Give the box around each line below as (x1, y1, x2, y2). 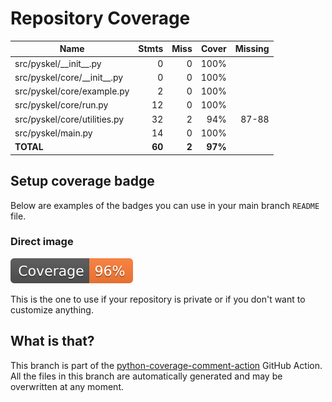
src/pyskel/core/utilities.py (14, 113, 125, 125)
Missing (234, 43, 270, 55)
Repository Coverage (10, 7, 191, 30)
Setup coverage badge (10, 173, 155, 190)
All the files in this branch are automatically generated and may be (10, 370, 283, 382)
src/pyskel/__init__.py (14, 57, 102, 69)
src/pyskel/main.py (14, 127, 93, 139)
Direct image (10, 235, 74, 249)
